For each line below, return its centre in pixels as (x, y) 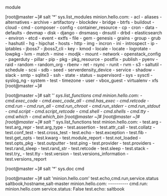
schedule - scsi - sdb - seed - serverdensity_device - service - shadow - (80, 70)
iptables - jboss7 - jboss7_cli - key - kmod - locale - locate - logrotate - (78, 49)
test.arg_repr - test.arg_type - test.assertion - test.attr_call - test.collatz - (80, 127)
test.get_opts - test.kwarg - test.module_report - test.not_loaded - (73, 138)
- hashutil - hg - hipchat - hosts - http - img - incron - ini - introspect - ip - (81, 43)
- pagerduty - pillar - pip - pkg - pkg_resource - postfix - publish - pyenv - (82, 59)
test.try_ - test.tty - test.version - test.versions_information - (67, 154)
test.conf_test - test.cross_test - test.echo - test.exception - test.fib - (76, 132)
